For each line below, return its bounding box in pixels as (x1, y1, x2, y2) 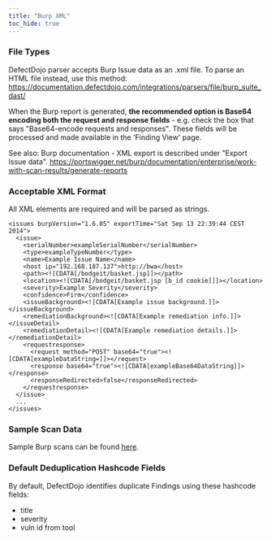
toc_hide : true (8, 20, 60, 28)
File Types (8, 46, 50, 58)
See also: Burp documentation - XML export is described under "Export (8, 148, 247, 158)
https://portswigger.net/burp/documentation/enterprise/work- (49, 156, 257, 167)
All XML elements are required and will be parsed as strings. (8, 204, 209, 214)
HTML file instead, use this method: (8, 73, 127, 83)
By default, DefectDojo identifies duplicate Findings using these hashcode (8, 480, 256, 490)
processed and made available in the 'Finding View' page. (8, 132, 202, 142)
